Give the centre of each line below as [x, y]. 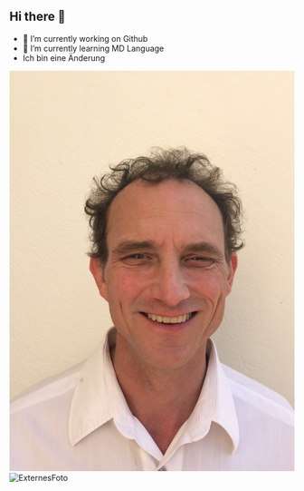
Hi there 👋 [38, 17]
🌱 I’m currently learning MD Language [93, 48]
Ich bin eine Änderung [64, 58]
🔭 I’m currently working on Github [85, 38]
